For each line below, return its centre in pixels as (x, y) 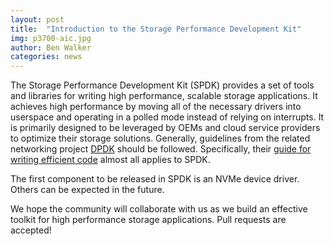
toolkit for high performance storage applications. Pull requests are (148, 220)
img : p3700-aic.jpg (51, 38)
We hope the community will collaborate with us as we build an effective (159, 209)
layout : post (37, 19)
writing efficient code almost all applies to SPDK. (110, 160)
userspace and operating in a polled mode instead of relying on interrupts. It (167, 117)
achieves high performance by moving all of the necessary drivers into (156, 107)
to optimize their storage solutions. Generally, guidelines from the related (160, 138)
